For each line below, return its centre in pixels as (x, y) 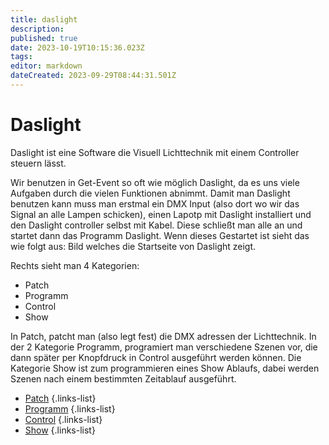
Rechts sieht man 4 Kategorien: (75, 265)
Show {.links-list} (60, 430)
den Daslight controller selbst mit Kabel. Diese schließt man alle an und (156, 225)
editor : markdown (46, 66)
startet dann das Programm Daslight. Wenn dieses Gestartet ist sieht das (160, 235)
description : (37, 29)
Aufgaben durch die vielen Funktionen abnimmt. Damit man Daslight (150, 193)
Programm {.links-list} (70, 408)
